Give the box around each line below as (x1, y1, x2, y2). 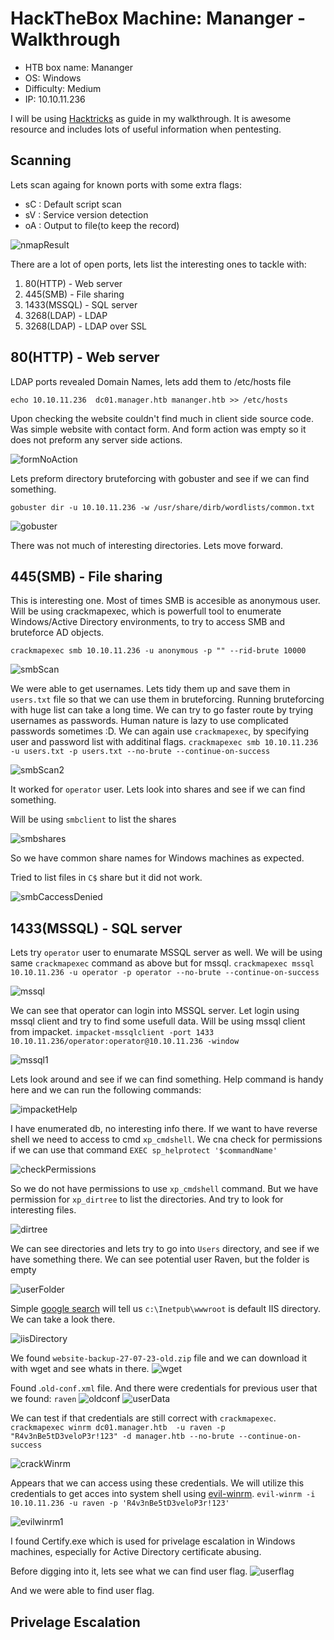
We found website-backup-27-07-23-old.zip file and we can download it (10, 1352, 308, 1364)
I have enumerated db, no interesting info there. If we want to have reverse (10, 1123, 318, 1135)
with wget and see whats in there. (10, 1363, 150, 1375)
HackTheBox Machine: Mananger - (10, 7, 307, 30)
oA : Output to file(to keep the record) (24, 219, 180, 231)
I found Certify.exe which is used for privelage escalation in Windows (10, 1535, 296, 1547)
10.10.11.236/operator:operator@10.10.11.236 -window (10, 1037, 240, 1047)
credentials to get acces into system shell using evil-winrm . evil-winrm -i (10, 1488, 316, 1500)
